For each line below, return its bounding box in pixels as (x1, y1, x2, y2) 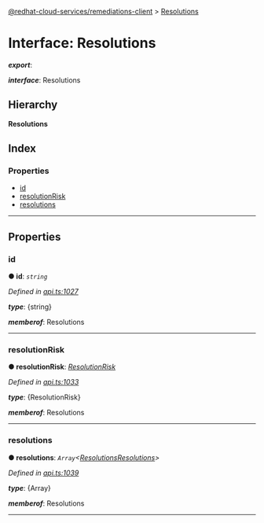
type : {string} (8, 302, 53, 311)
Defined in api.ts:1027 (8, 287, 79, 296)
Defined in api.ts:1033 (8, 378, 79, 387)
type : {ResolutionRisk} (8, 392, 81, 402)
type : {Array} (8, 483, 51, 492)
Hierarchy (8, 98, 58, 112)
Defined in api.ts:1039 (8, 468, 79, 477)
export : (8, 60, 33, 69)
